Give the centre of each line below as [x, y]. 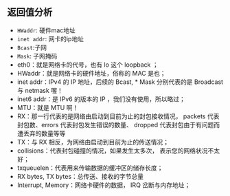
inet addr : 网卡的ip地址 [50, 39]
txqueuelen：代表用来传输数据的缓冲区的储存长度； [90, 168]
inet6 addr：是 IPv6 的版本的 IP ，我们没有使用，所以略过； [101, 99]
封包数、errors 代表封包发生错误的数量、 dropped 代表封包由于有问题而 [118, 124]
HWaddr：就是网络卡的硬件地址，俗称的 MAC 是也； [91, 73]
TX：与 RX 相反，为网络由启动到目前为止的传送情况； [93, 142]
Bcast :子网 [32, 47]
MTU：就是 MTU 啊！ [48, 107]
